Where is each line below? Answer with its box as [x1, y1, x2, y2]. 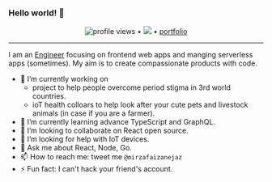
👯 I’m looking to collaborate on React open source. [19, 125, 189, 136]
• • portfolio [137, 27, 188, 36]
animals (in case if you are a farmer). [32, 108, 155, 118]
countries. [32, 91, 66, 101]
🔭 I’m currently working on [19, 74, 108, 84]
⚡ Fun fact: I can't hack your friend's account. [19, 164, 173, 174]
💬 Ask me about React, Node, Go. [19, 143, 132, 153]
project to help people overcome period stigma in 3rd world [32, 83, 231, 92]
